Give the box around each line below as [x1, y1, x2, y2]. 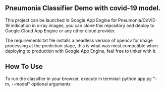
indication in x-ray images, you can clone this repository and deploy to [10, 22, 155, 28]
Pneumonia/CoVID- [118, 17, 158, 23]
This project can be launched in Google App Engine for [5, 17, 117, 23]
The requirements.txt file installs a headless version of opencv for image [5, 37, 153, 43]
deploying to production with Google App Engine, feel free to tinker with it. [5, 48, 157, 54]
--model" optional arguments [11, 81, 71, 87]
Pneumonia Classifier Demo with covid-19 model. [5, 4, 161, 12]
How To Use [5, 62, 43, 71]
